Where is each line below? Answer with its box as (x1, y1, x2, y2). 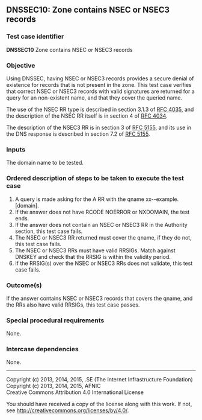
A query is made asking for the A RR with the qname (14, 196, 144, 203)
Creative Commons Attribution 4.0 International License (6, 389, 144, 396)
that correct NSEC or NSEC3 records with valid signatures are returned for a (6, 87, 195, 95)
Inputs (6, 145, 26, 153)
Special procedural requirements (6, 316, 105, 325)
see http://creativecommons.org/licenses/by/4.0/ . (6, 407, 129, 414)
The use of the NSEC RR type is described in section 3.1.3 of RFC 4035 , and (6, 106, 194, 113)
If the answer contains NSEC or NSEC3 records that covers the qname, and (6, 294, 193, 302)
